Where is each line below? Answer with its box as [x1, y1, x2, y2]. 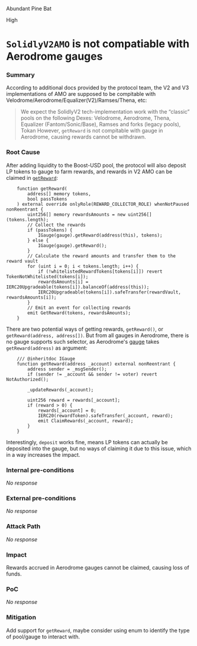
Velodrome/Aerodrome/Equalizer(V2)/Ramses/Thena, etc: [6, 97, 147, 104]
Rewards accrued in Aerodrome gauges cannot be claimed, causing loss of [6, 564, 189, 571]
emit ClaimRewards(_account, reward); [37, 418, 134, 424]
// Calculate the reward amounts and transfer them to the [27, 253, 176, 259]
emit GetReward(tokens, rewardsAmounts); [27, 310, 131, 316]
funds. [6, 570, 22, 577]
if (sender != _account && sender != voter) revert [27, 371, 158, 377]
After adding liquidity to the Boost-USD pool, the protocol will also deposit [6, 161, 186, 169]
